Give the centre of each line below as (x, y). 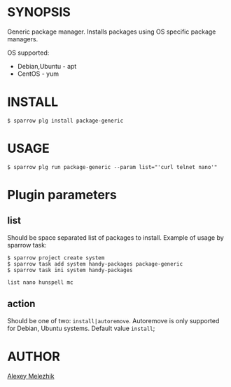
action (21, 304)
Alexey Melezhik (31, 376)
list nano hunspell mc (40, 282)
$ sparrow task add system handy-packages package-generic (95, 264)
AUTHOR (34, 357)
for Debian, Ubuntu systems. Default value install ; (81, 328)
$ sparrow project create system (56, 258)
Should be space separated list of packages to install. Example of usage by (115, 237)
